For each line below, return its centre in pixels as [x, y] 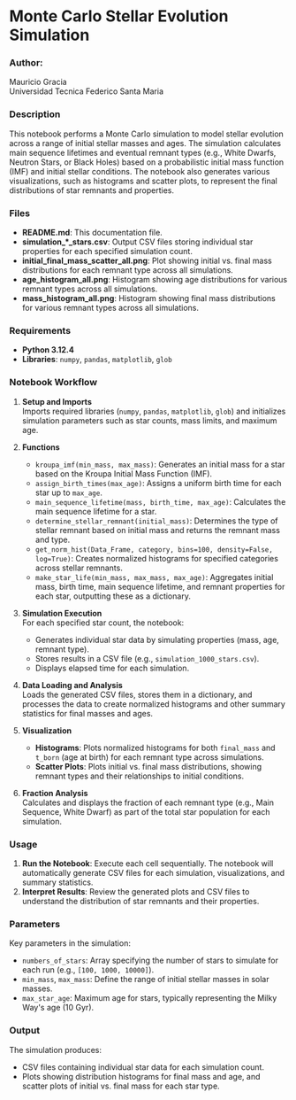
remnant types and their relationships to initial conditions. [140, 776]
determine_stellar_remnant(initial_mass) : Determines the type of [156, 521]
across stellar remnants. [79, 568]
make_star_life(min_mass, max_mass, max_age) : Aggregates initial [154, 577]
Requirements [40, 331]
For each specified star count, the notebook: [103, 623]
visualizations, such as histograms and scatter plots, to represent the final [144, 181]
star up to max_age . [69, 492]
